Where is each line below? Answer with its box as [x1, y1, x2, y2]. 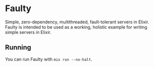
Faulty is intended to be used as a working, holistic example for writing [5, 24, 148, 30]
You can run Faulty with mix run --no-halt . [5, 56, 92, 62]
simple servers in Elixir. [5, 29, 51, 35]
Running [5, 43, 32, 51]
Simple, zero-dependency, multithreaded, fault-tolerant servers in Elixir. [5, 19, 149, 25]
